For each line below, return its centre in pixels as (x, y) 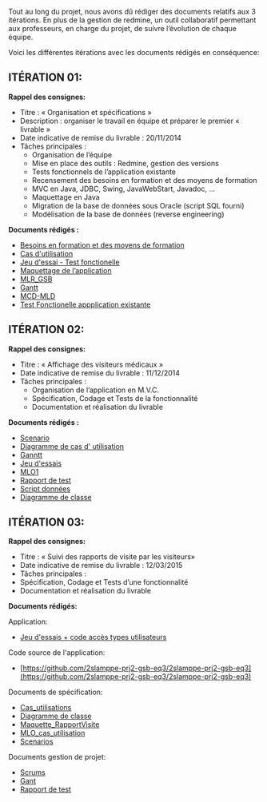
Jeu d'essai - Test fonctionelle (70, 262)
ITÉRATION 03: (47, 522)
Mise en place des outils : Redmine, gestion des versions (126, 163)
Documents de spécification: (56, 692)
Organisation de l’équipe (72, 154)
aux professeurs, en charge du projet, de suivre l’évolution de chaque (123, 28)
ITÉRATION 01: (45, 78)
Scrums (32, 772)
